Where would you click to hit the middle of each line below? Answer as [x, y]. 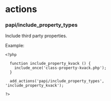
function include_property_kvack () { [50, 64]
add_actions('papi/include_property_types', [57, 81]
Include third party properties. [36, 36]
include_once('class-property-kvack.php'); [61, 68]
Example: [15, 46]
